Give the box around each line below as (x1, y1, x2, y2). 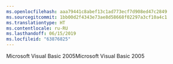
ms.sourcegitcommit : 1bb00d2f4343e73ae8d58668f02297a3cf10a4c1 (6, 14, 168, 20)
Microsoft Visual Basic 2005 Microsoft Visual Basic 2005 (6, 53, 145, 59)
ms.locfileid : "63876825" (6, 36, 71, 42)
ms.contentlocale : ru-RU (6, 25, 68, 31)
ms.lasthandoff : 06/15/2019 (6, 31, 77, 37)
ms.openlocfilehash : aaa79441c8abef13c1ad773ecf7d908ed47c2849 (6, 8, 168, 15)
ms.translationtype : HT (6, 20, 66, 25)
